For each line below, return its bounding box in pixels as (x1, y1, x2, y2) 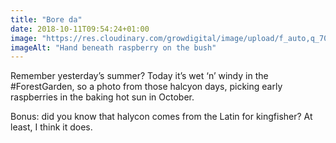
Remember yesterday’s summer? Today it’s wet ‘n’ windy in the (10, 70, 269, 82)
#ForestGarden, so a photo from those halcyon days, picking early (10, 81, 283, 93)
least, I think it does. (10, 121, 93, 133)
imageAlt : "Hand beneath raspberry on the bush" (10, 42, 217, 53)
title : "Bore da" (10, 14, 83, 25)
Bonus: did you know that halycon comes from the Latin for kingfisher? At (10, 111, 313, 123)
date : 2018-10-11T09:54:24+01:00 (10, 24, 150, 34)
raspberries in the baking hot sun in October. (10, 91, 195, 103)
